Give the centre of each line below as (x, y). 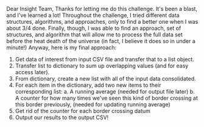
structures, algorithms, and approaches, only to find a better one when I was (102, 22)
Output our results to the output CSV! (62, 117)
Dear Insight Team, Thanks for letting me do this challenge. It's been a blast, (102, 9)
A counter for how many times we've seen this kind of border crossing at (106, 98)
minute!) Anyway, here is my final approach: (62, 47)
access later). (32, 72)
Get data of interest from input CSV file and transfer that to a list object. (105, 59)
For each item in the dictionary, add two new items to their (88, 85)
